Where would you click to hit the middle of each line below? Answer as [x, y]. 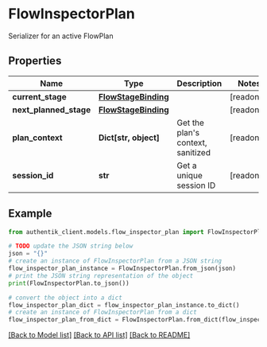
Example [30, 214]
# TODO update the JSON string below [71, 246]
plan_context [37, 138]
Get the [191, 123]
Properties [35, 61]
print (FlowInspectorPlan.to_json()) [69, 283]
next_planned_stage [52, 110]
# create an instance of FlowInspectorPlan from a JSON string [115, 261]
